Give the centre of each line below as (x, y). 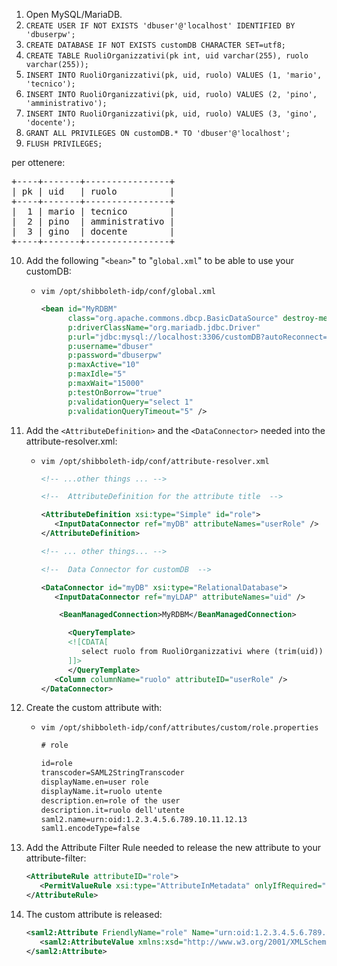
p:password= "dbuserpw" (115, 355)
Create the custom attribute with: (94, 708)
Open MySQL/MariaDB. (74, 14)
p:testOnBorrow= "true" (115, 392)
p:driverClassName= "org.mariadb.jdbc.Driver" (164, 327)
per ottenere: (38, 162)
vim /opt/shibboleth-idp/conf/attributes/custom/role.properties (179, 728)
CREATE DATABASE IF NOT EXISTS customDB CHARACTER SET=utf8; (156, 45)
